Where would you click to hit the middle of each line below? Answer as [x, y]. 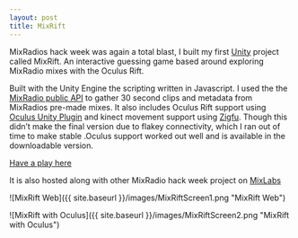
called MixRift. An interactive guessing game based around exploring [137, 61]
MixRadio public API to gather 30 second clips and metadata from [131, 97]
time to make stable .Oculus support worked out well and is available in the [147, 136]
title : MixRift [38, 26]
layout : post [34, 18]
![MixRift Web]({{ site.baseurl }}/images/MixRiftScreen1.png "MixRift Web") [148, 198]
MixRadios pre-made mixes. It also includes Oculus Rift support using [138, 107]
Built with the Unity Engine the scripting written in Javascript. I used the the [149, 88]
